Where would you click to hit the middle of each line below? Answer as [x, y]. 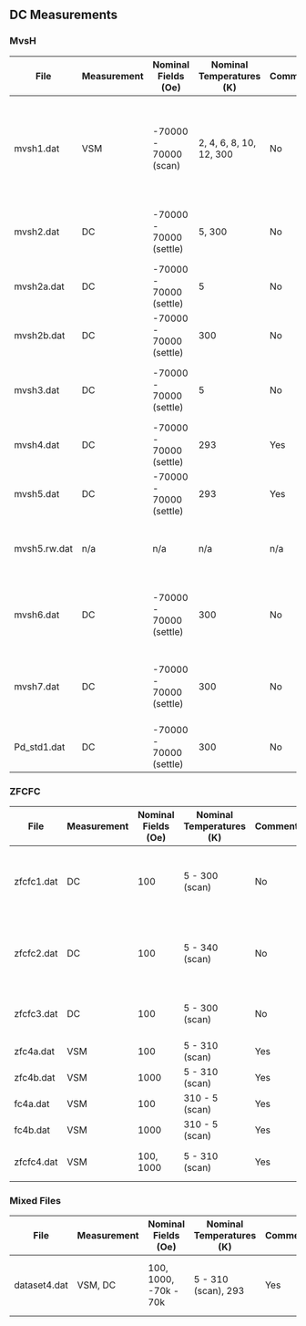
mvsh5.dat [37, 493]
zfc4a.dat [35, 1051]
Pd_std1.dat [40, 747]
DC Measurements [64, 15]
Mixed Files [36, 1200]
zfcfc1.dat [36, 881]
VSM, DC [97, 1285]
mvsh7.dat [37, 686]
